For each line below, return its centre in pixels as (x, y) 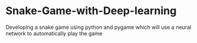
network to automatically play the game (54, 33)
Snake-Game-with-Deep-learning (91, 11)
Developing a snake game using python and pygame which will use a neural (98, 27)
